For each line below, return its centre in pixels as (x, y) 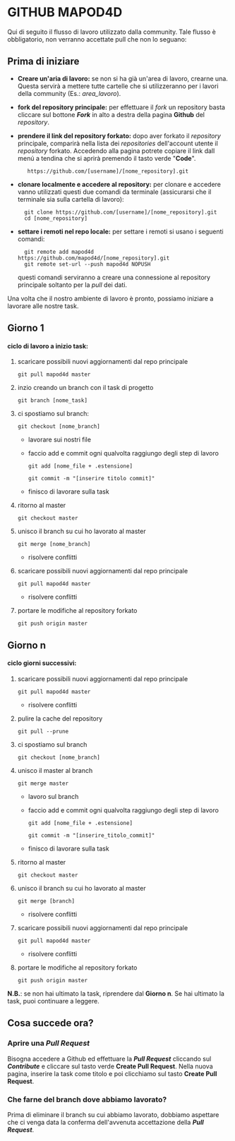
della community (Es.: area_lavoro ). (69, 93)
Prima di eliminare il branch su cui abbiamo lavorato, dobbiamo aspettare (113, 1114)
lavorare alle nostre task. (43, 306)
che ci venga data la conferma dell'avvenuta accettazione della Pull (106, 1122)
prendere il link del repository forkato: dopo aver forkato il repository (119, 135)
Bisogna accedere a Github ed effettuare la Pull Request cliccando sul (109, 1058)
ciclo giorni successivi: (42, 663)
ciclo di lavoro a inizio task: (48, 346)
